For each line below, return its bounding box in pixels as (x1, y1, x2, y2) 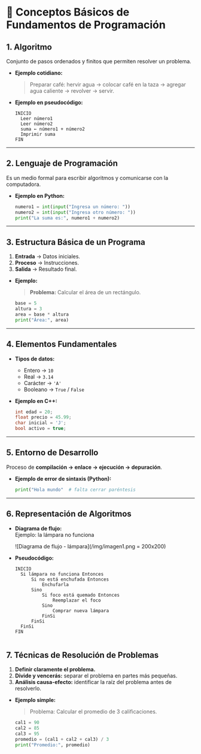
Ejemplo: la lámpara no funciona (14, 531, 95, 538)
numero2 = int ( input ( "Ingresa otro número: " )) (14, 209, 136, 215)
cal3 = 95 (14, 731, 40, 737)
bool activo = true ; (14, 426, 66, 432)
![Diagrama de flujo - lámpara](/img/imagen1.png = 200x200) (14, 542, 166, 550)
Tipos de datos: (14, 355, 55, 362)
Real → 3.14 (23, 373, 54, 380)
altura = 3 (14, 306, 42, 312)
